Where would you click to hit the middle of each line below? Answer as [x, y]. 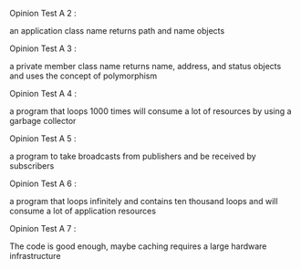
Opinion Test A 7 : [43, 228]
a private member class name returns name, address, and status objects [145, 66]
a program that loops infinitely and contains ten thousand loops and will [144, 201]
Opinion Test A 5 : [43, 139]
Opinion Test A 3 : [43, 48]
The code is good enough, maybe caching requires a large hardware [138, 246]
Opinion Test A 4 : [43, 93]
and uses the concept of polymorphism [83, 76]
